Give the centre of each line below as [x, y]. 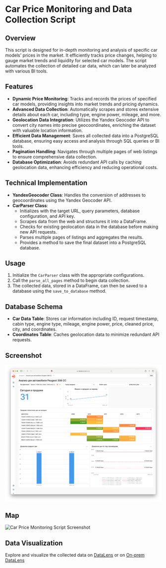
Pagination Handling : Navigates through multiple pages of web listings [85, 151]
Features [19, 87]
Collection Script [40, 20]
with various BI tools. [27, 71]
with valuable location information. [48, 130]
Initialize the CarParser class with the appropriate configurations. [78, 275]
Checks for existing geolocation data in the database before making [89, 227]
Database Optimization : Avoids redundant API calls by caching [77, 162]
